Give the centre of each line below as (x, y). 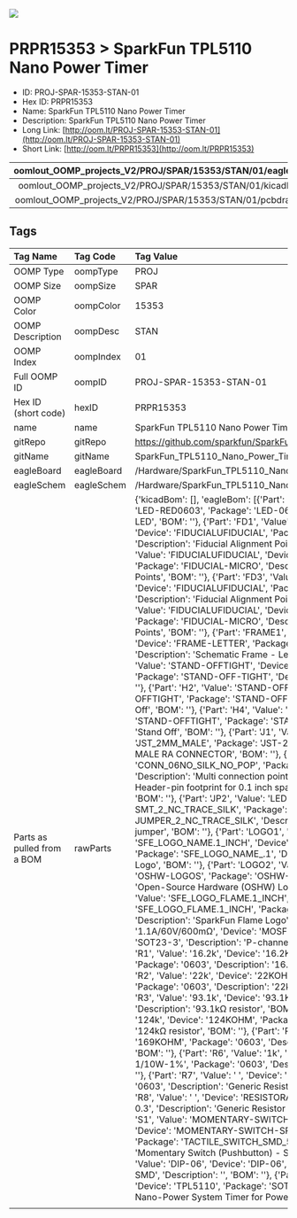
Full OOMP (36, 376)
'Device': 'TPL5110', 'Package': (201, 1185)
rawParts (93, 848)
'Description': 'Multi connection (200, 776)
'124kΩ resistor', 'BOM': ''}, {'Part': (207, 1030)
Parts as (30, 837)
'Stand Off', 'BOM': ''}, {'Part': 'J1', (206, 732)
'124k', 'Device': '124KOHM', (196, 1020)
